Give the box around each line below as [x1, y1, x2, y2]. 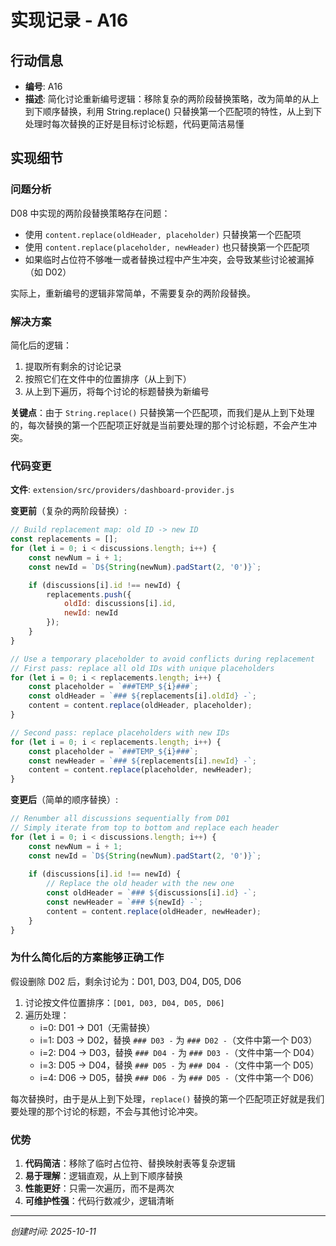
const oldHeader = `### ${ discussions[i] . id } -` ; [46, 888, 257, 898]
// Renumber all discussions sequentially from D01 [10, 814, 230, 824]
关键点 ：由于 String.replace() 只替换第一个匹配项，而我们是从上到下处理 [10, 406, 315, 418]
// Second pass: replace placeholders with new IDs [10, 727, 230, 738]
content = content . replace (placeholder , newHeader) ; [28, 765, 253, 775]
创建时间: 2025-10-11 [10, 1226, 97, 1238]
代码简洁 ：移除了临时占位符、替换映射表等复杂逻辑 [24, 1157, 236, 1170]
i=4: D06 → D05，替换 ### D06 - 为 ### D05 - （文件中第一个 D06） [39, 1071, 320, 1083]
